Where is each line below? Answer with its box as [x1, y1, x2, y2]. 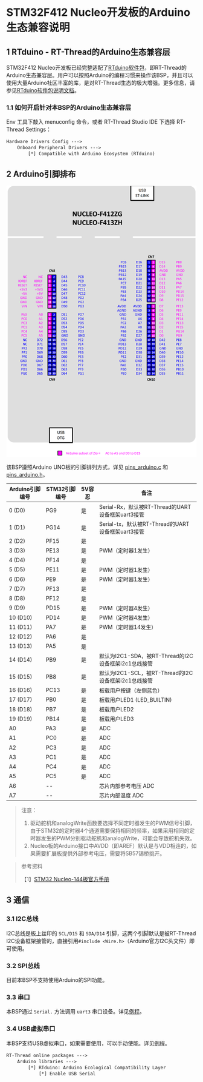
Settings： [25, 126, 51, 133]
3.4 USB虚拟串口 [6, 1024, 56, 1033]
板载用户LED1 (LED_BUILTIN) [99, 696, 172, 704]
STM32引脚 [46, 486, 76, 493]
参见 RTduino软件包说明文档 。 [6, 87, 80, 94]
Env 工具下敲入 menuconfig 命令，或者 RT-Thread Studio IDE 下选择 [6, 118, 175, 126]
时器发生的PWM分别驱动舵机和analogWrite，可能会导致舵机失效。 [30, 835, 196, 842]
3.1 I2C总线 [6, 915, 39, 923]
